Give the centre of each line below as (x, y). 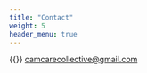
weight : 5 (28, 26)
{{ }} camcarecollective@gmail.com (73, 60)
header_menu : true (43, 34)
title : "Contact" (41, 17)
